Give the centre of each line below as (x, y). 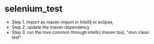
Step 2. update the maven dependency (51, 27)
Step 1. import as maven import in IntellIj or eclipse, (62, 22)
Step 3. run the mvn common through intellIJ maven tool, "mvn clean (80, 32)
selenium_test (34, 9)
